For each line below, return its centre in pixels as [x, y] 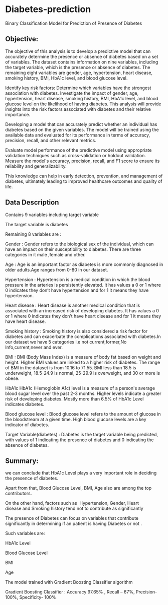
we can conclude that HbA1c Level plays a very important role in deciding [81, 473]
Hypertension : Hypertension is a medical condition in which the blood [78, 279]
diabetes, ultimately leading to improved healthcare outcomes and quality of [84, 181]
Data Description [32, 203]
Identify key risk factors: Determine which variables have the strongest [78, 88]
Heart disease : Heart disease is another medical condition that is [73, 305]
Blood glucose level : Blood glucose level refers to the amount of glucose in [83, 414]
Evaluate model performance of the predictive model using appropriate [78, 150]
